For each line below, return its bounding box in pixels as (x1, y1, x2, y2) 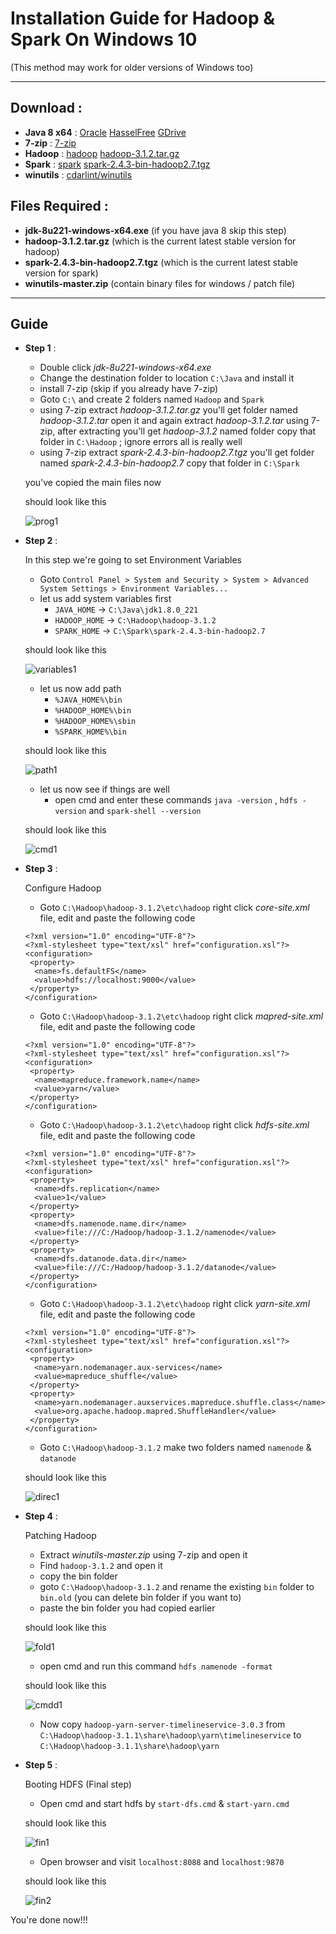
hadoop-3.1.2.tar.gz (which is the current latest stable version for (24, 235, 297, 247)
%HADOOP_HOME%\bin (54, 706, 132, 716)
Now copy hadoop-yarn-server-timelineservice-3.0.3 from (39, 1718, 286, 1731)
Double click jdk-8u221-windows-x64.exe (39, 362, 212, 374)
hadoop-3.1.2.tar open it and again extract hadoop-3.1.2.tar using (39, 415, 309, 427)
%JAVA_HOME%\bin (54, 695, 123, 706)
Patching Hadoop (24, 1530, 97, 1542)
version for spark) (24, 267, 99, 279)
